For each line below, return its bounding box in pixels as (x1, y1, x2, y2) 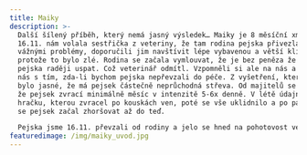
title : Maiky (9, 13, 59, 23)
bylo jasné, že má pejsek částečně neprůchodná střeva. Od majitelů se (17, 81, 297, 90)
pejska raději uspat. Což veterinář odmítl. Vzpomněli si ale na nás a (17, 65, 297, 74)
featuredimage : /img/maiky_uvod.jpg (9, 131, 149, 141)
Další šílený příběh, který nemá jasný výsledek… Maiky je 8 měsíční (17, 30, 288, 39)
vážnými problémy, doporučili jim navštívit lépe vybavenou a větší (17, 47, 284, 57)
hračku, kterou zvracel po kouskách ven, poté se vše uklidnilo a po (17, 98, 288, 108)
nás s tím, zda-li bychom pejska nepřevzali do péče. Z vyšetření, (17, 73, 281, 82)
